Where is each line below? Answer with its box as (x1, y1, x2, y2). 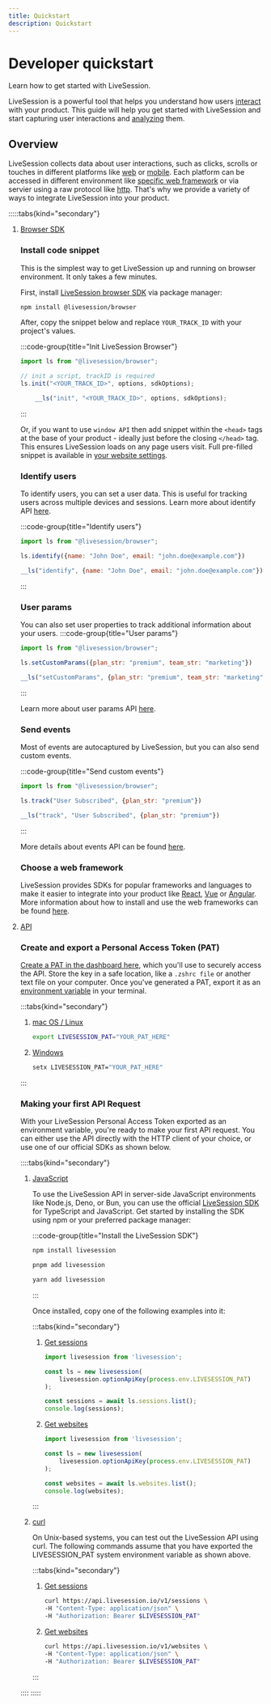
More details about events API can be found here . (19, 841, 186, 851)
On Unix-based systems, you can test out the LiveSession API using (32, 1532, 259, 1542)
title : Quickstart (8, 11, 70, 20)
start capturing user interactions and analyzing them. (8, 114, 185, 124)
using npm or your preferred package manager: (32, 1215, 192, 1225)
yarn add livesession (32, 1276, 105, 1284)
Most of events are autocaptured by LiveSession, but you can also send (19, 742, 260, 752)
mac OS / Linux (32, 1017, 83, 1028)
